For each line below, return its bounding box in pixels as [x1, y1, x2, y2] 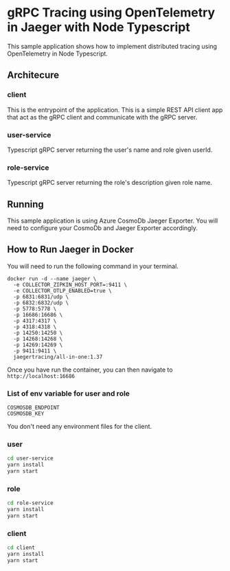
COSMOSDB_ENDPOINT [7, 404, 60, 412]
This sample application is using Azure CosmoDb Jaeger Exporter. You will [7, 216, 218, 225]
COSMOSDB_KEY [7, 410, 45, 417]
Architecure [7, 69, 60, 81]
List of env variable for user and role [7, 388, 130, 398]
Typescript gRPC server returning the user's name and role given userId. [7, 146, 213, 154]
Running [7, 198, 45, 210]
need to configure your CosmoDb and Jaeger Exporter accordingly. [7, 224, 198, 232]
